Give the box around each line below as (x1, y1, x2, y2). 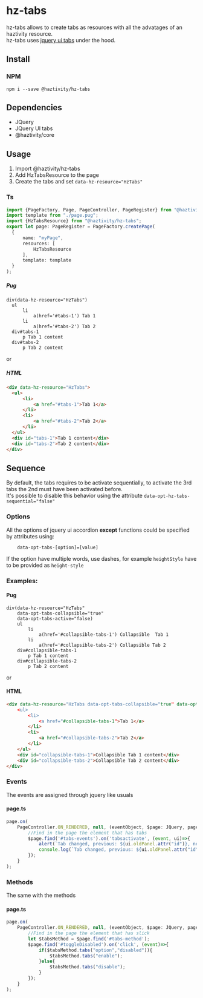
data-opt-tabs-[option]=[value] (17, 544, 98, 550)
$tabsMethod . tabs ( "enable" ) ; (49, 953, 123, 959)
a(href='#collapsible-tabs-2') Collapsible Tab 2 (38, 642, 166, 648)
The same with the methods (6, 891, 76, 899)
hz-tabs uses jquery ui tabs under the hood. (6, 36, 116, 44)
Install (6, 54, 30, 64)
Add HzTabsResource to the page (14, 171, 100, 179)
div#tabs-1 (11, 329, 39, 335)
